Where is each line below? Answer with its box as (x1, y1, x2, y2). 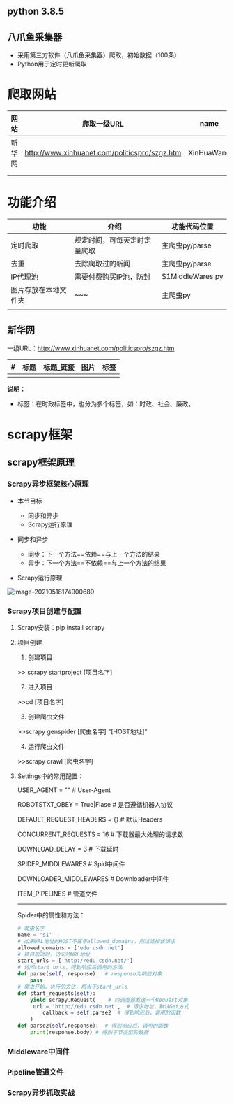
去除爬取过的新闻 (74, 259, 131, 268)
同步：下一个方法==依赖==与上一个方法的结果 (27, 550, 160, 558)
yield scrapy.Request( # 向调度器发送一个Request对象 (30, 996, 188, 1003)
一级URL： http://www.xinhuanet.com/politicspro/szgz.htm (7, 344, 175, 352)
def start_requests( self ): (17, 989, 96, 997)
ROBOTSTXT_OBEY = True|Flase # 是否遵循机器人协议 (17, 801, 173, 809)
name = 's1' (17, 931, 52, 938)
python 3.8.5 (7, 6, 65, 17)
